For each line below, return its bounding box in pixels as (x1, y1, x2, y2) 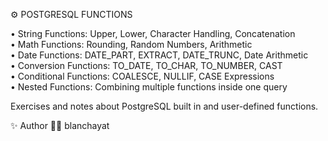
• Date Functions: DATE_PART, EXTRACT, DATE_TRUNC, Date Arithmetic (10, 49, 309, 61)
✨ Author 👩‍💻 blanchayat (10, 120, 110, 131)
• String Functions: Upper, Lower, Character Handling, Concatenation (10, 28, 296, 39)
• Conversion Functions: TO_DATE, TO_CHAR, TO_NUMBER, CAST (10, 60, 283, 71)
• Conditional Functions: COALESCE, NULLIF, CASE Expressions (10, 70, 275, 82)
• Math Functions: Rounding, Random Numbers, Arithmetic (10, 39, 253, 50)
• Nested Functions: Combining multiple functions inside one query (10, 81, 288, 93)
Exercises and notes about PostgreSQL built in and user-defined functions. (10, 100, 319, 112)
